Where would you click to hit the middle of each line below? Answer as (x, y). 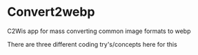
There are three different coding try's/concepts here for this (92, 44)
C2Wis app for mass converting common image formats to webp (99, 31)
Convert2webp (51, 12)
